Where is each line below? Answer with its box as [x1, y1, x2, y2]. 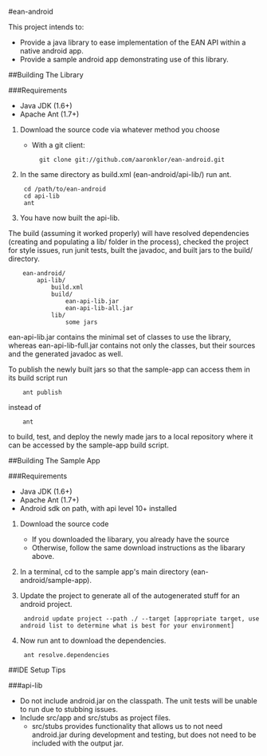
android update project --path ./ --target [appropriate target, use [23, 615, 260, 623]
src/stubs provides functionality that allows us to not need [31, 722, 223, 730]
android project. [19, 600, 73, 608]
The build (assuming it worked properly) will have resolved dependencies [8, 229, 249, 238]
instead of [8, 403, 41, 411]
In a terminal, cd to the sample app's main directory [19, 567, 190, 577]
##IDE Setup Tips [8, 665, 66, 675]
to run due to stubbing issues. [19, 705, 118, 714]
